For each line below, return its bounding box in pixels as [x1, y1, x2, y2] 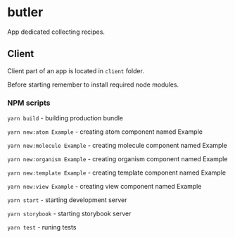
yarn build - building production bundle [7, 114, 123, 123]
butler [7, 4, 44, 20]
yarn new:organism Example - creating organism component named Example [7, 155, 228, 163]
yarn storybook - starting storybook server [7, 209, 132, 218]
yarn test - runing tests [7, 223, 77, 232]
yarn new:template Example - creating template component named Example [7, 168, 227, 177]
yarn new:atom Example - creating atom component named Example [7, 127, 203, 136]
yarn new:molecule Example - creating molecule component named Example [7, 142, 227, 150]
